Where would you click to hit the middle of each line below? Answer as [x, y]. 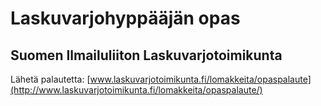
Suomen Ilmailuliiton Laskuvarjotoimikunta [146, 55]
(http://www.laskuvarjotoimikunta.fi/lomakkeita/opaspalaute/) [136, 90]
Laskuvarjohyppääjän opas [125, 18]
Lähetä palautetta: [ [50, 79]
